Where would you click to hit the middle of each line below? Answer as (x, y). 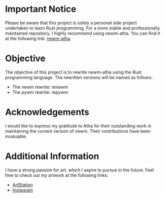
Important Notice (41, 9)
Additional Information (52, 156)
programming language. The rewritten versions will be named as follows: (79, 77)
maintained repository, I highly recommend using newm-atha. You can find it (83, 33)
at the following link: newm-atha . (38, 39)
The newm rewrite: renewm (40, 87)
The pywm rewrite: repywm (40, 92)
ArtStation (22, 185)
